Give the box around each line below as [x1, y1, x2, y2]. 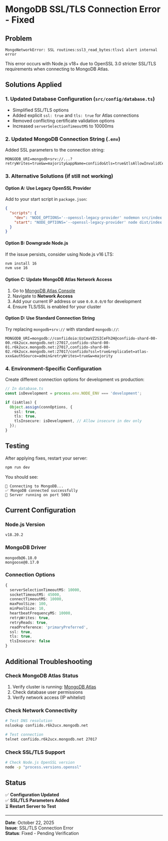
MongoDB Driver [5, 544, 46, 551]
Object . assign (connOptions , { [9, 404, 72, 409]
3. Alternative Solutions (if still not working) [5, 172, 113, 179]
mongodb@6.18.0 [5, 555, 37, 560]
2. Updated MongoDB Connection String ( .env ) [5, 135, 120, 143]
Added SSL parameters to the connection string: [5, 147, 105, 153]
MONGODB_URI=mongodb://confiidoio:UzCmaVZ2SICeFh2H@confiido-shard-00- [5, 336, 157, 341]
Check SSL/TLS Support [5, 749, 65, 756]
